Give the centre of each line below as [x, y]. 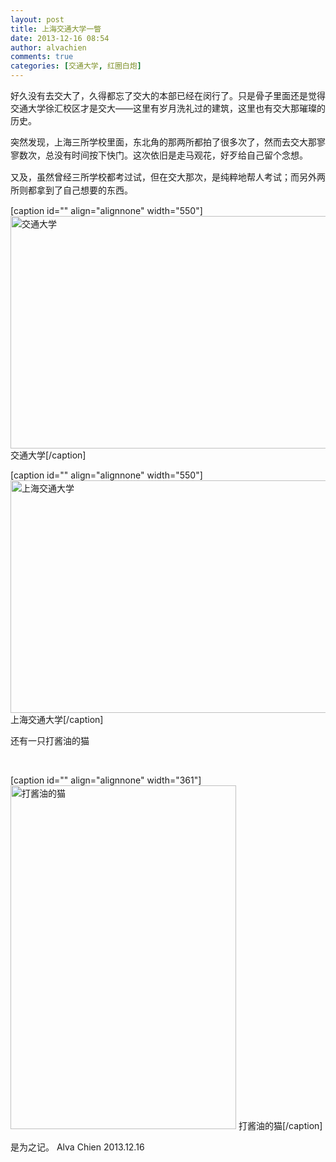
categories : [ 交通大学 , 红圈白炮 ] [76, 66]
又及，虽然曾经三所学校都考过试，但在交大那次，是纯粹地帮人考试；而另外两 [168, 177]
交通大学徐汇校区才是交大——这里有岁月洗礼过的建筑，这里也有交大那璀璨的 [168, 108]
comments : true [42, 57]
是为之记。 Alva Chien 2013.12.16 [77, 1147]
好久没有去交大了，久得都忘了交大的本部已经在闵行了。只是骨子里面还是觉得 [168, 95]
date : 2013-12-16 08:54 [60, 38]
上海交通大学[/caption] [57, 719]
